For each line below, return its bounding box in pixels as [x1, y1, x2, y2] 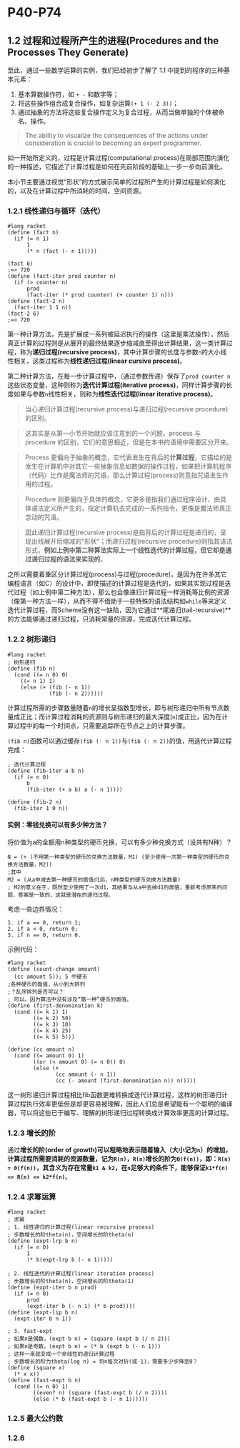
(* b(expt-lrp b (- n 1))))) [26, 1257, 114, 1264]
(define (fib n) [7, 665, 56, 672]
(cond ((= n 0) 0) [14, 671, 69, 679]
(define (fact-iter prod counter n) [7, 273, 116, 280]
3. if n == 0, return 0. [7, 932, 81, 939]
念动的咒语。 [24, 513, 63, 521]
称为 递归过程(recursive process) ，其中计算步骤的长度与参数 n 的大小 [19, 348, 221, 356]
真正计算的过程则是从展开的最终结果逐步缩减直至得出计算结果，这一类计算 [7, 339, 226, 347]
